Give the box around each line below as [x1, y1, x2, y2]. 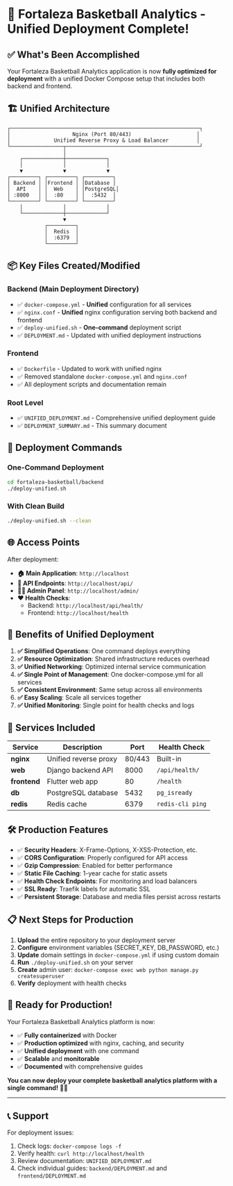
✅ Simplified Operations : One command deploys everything [17, 647, 191, 655]
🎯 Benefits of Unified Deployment [7, 628, 155, 640]
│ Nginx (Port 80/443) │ [7, 131, 200, 138]
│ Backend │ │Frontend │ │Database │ [7, 179, 116, 186]
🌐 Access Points [7, 536, 80, 548]
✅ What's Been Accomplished [7, 49, 140, 60]
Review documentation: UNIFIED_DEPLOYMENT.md [17, 1157, 152, 1165]
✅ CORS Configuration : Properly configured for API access [17, 853, 189, 862]
